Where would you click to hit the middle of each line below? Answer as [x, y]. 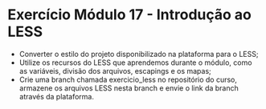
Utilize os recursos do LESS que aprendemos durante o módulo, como [135, 63]
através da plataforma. [56, 96]
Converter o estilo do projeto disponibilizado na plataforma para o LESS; [139, 54]
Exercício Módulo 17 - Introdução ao [130, 15]
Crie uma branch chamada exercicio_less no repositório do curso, [128, 79]
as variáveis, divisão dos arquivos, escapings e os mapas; [115, 71]
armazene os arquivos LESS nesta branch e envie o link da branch [129, 88]
